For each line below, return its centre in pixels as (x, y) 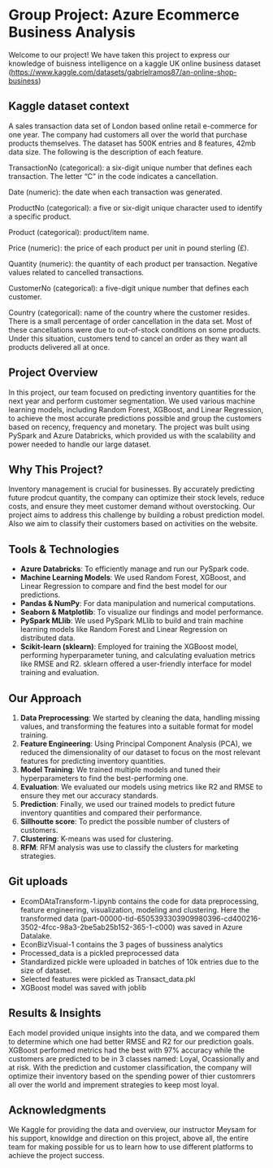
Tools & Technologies (64, 549)
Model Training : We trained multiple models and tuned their (120, 769)
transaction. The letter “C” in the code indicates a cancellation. (113, 176)
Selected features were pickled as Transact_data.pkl (108, 978)
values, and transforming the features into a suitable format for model (136, 726)
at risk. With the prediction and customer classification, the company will (130, 1067)
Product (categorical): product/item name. (79, 232)
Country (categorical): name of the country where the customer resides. (129, 312)
